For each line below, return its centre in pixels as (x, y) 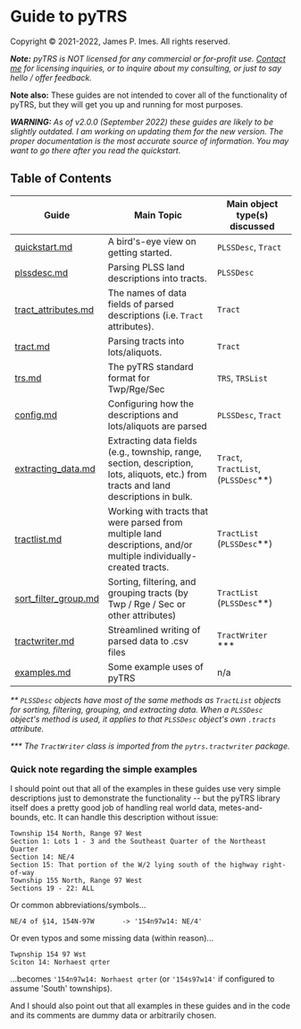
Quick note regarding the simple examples (104, 769)
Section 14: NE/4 (42, 857)
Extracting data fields (152, 441)
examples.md (43, 672)
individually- (170, 555)
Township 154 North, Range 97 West (76, 834)
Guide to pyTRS (69, 17)
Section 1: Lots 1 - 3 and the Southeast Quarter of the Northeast (138, 842)
